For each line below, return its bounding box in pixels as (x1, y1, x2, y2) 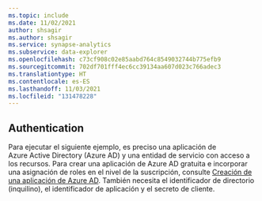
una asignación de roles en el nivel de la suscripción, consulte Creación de (8, 167, 253, 177)
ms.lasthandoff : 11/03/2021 (8, 84, 101, 93)
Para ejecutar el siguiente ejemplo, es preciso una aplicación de (8, 143, 217, 152)
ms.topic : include (8, 11, 69, 20)
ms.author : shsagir (8, 33, 73, 42)
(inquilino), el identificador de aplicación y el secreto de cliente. (8, 184, 215, 194)
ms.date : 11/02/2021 (8, 19, 77, 27)
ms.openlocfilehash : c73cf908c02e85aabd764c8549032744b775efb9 (8, 56, 222, 64)
